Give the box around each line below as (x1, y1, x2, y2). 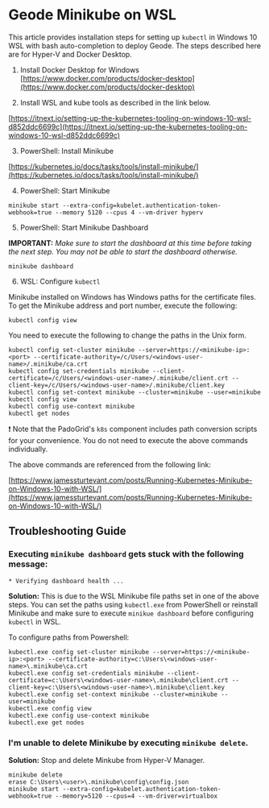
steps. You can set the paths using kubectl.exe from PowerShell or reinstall (8, 599, 259, 609)
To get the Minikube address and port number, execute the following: (8, 300, 238, 310)
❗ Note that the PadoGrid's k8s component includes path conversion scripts (8, 424, 258, 433)
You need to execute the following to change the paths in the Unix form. (8, 330, 247, 340)
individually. (8, 444, 48, 454)
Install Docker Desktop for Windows (19, 64, 139, 74)
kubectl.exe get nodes (8, 719, 85, 727)
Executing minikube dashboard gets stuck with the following (8, 549, 244, 560)
